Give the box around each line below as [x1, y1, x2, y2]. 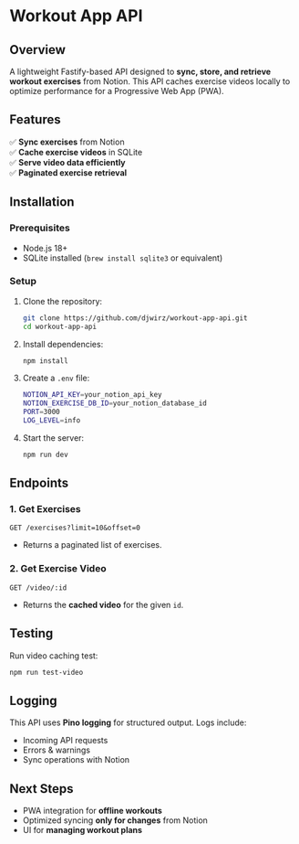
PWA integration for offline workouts [22, 806, 162, 817]
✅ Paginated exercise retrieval [9, 166, 128, 178]
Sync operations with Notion [22, 754, 130, 765]
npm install [22, 356, 68, 366]
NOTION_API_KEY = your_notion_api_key [22, 390, 162, 400]
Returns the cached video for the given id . [22, 599, 184, 610]
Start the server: [22, 432, 85, 443]
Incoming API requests [22, 735, 108, 746]
